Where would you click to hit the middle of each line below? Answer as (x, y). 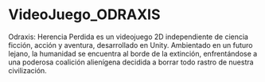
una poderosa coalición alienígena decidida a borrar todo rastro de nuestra (131, 62)
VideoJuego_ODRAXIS (84, 15)
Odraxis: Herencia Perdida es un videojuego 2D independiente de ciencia (129, 37)
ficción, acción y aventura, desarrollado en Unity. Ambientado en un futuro (131, 45)
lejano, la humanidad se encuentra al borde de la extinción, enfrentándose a (133, 53)
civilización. (28, 70)
